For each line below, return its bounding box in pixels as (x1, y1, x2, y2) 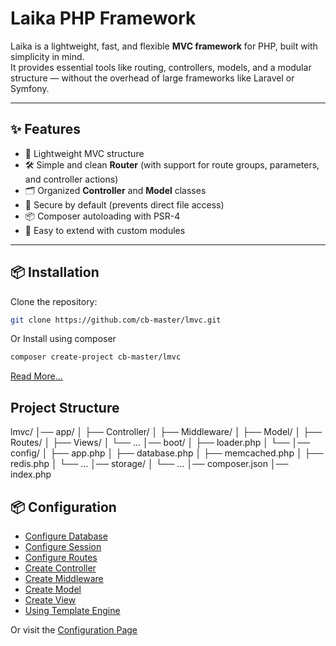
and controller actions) (24, 173, 119, 185)
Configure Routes (24, 551, 98, 563)
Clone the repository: (10, 295, 98, 307)
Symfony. (10, 82, 50, 94)
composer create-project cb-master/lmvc (10, 352, 182, 362)
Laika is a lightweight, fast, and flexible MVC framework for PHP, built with (10, 40, 318, 52)
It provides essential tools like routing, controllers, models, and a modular (10, 61, 312, 73)
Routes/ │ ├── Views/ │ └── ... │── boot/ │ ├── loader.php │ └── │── (10, 437, 311, 449)
